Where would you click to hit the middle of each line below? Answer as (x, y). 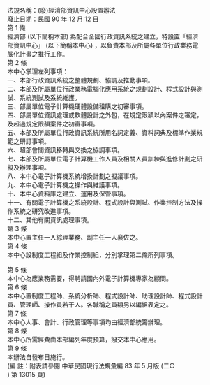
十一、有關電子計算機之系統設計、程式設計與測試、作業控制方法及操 (105, 202)
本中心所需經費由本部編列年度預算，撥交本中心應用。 (84, 340)
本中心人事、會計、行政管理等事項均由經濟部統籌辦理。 (87, 322)
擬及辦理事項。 (29, 167)
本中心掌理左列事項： (38, 71)
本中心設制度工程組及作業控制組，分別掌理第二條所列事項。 (93, 255)
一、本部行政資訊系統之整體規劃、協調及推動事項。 (81, 80)
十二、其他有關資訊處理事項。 (50, 220)
